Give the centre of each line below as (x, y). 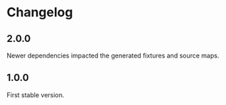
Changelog (40, 12)
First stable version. (36, 95)
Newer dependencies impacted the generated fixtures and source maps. (113, 55)
